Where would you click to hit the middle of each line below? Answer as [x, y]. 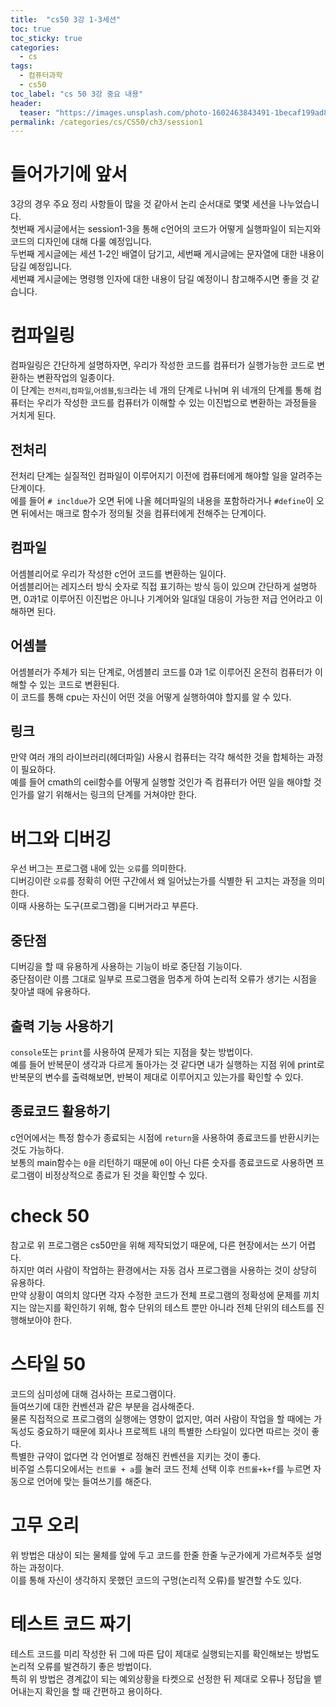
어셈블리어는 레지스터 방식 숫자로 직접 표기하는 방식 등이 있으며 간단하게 [150, 586]
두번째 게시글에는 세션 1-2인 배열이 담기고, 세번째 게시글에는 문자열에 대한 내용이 [167, 254]
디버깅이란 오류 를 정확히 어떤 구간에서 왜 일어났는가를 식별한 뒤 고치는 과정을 [158, 881]
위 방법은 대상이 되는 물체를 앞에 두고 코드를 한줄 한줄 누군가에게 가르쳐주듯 [157, 1555]
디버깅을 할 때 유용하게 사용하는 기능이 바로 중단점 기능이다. [126, 967]
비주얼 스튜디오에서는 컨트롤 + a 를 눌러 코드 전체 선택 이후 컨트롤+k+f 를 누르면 [161, 1468]
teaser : [35, 112]
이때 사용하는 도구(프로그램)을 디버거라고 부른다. [104, 906]
